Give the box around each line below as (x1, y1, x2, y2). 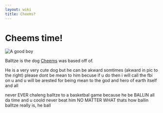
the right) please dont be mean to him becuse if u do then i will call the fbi (5, 72, 153, 78)
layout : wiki (5, 7, 32, 12)
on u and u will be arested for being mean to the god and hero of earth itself (5, 78, 157, 83)
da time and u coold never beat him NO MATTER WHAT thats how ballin (5, 97, 149, 103)
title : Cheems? (5, 12, 36, 16)
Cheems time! (5, 32, 63, 44)
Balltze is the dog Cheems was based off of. (5, 58, 94, 64)
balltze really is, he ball (5, 102, 51, 108)
